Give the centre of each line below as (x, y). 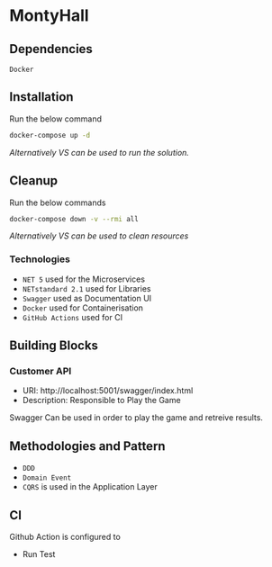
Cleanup (34, 181)
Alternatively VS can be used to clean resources (99, 236)
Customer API (41, 371)
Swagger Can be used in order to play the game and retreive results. (136, 418)
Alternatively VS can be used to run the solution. (99, 152)
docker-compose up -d (50, 135)
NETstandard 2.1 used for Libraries (86, 288)
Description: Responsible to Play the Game (102, 400)
